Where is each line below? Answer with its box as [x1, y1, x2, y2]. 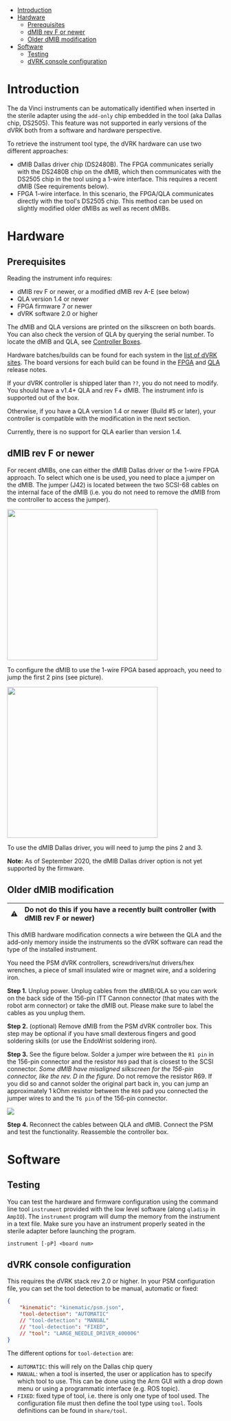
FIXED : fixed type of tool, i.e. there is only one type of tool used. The [16, 1391, 210, 1400]
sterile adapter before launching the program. [7, 1226, 136, 1235]
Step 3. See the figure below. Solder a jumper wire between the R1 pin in [7, 1050, 214, 1058]
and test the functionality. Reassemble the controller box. [7, 1128, 169, 1136]
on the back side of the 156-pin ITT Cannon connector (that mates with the [7, 994, 219, 1002]
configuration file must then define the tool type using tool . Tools [16, 1399, 203, 1407]
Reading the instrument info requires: [7, 274, 112, 282]
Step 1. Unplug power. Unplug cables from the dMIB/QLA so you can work [7, 986, 218, 994]
